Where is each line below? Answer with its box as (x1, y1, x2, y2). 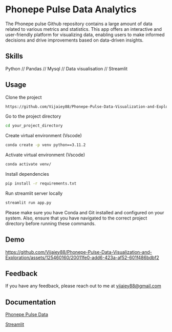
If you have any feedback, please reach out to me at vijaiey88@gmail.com (5, 283, 161, 289)
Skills (5, 52, 23, 61)
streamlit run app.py (5, 200, 52, 205)
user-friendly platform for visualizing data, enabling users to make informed (5, 31, 165, 38)
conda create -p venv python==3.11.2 (5, 142, 86, 147)
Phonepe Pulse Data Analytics (5, 4, 137, 15)
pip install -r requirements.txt (5, 181, 77, 186)
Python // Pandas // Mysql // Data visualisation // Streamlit (5, 65, 128, 71)
